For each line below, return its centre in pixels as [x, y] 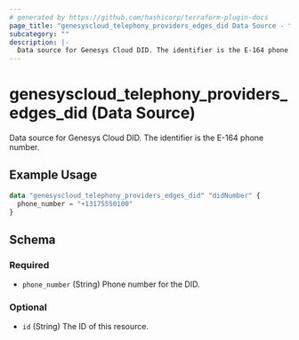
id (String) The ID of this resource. [85, 327]
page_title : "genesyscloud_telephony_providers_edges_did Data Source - [147, 26]
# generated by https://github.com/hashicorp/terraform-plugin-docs [139, 17]
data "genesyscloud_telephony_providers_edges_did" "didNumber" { [135, 195]
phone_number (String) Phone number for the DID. [111, 284]
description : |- [39, 42]
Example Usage [53, 175]
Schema [32, 239]
